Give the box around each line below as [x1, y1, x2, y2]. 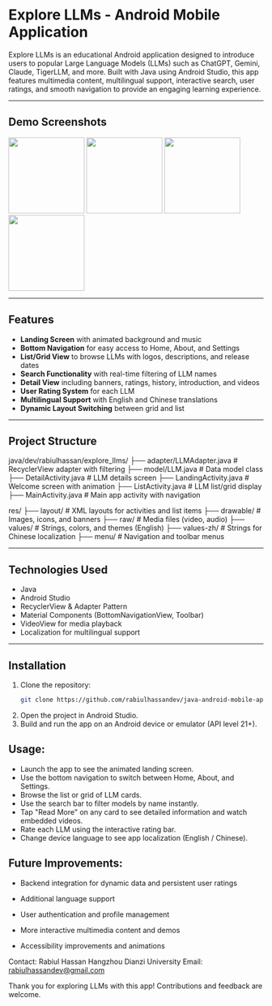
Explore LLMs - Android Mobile [8, 6, 220, 24]
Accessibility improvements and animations [19, 940, 166, 950]
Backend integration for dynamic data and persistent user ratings [19, 878, 237, 888]
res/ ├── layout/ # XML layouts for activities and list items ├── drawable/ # [8, 506, 261, 516]
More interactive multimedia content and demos [19, 925, 181, 935]
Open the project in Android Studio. [19, 710, 139, 720]
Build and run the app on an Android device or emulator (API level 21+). [19, 719, 257, 729]
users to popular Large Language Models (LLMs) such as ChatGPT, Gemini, [8, 58, 261, 68]
